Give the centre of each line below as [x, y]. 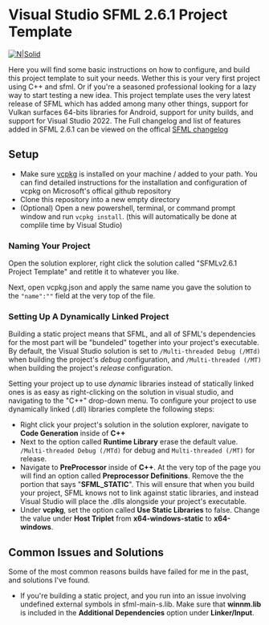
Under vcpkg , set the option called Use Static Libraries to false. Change [140, 510]
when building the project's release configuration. [91, 368]
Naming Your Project [49, 246]
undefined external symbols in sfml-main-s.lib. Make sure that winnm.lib [141, 604]
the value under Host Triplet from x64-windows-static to [116, 518]
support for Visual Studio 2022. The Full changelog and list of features [124, 120]
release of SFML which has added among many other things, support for [128, 103]
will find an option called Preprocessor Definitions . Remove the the [132, 476]
